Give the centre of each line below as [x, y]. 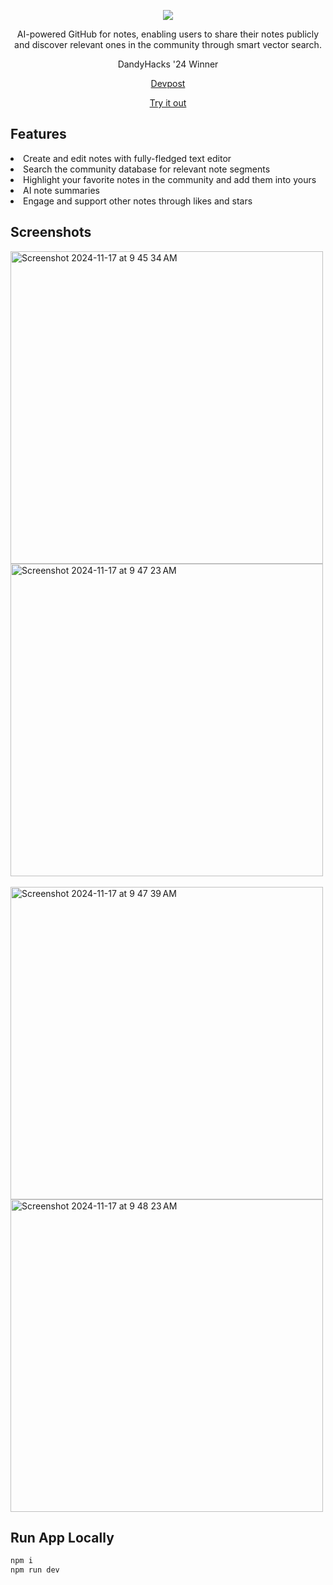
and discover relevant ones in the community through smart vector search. [168, 44]
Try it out [168, 103]
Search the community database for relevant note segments [147, 169]
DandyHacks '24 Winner [168, 64]
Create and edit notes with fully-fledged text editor [127, 158]
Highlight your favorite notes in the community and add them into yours [170, 179]
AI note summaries [61, 190]
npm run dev [35, 1570]
